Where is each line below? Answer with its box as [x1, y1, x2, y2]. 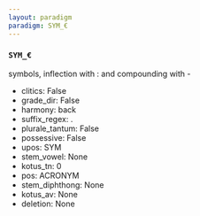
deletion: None [20, 198, 76, 209]
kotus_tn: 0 [20, 160, 62, 171]
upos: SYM [20, 142, 62, 152]
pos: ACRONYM [20, 170, 80, 181]
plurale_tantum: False [20, 123, 99, 134]
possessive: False [20, 132, 87, 143]
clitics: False [20, 85, 67, 96]
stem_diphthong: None [20, 179, 104, 190]
